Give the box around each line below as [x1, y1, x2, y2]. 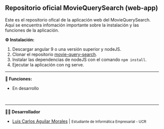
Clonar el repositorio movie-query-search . [12, 51, 97, 57]
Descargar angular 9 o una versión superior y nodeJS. [12, 46, 122, 52]
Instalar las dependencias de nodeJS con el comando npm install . [12, 56, 147, 63]
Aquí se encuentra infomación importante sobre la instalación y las [5, 22, 139, 28]
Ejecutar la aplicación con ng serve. [12, 62, 84, 67]
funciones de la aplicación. [5, 27, 60, 33]
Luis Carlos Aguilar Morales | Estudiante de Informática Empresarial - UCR [12, 118, 146, 124]
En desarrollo [12, 85, 39, 91]
